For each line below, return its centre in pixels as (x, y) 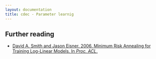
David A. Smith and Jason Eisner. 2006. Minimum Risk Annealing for (81, 46)
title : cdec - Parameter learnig (39, 14)
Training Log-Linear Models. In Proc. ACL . (55, 51)
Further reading (30, 34)
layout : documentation (28, 10)
